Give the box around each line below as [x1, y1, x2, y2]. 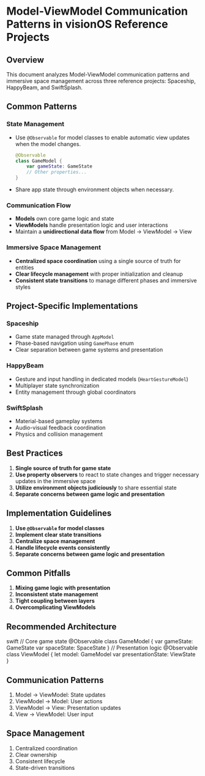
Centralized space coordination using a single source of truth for [15, 257, 181, 264]
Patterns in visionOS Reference [6, 17, 168, 31]
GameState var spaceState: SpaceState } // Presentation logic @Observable [6, 644, 198, 652]
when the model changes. [15, 140, 81, 147]
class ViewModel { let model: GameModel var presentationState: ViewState [6, 651, 196, 658]
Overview [6, 54, 45, 65]
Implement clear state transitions [15, 531, 102, 538]
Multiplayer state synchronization [15, 382, 100, 389]
